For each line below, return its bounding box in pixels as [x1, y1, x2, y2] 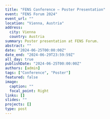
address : [5, 25, 23, 30]
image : [5, 79, 18, 84]
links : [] [5, 93, 25, 98]
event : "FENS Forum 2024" [5, 12, 57, 17]
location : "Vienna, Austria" [5, 20, 64, 26]
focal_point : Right [9, 88, 49, 93]
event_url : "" [5, 16, 34, 21]
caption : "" [9, 84, 34, 89]
